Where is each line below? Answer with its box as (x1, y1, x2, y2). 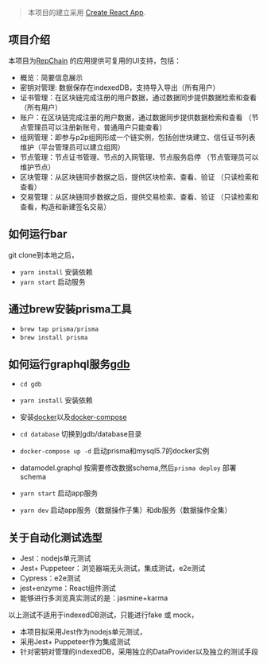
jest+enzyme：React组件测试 (19, 584, 117, 593)
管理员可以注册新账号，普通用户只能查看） (26, 122, 167, 132)
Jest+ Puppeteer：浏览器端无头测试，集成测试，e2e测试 (19, 564, 206, 573)
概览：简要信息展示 (19, 72, 83, 82)
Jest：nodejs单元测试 (19, 553, 91, 563)
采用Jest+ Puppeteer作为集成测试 (19, 637, 131, 647)
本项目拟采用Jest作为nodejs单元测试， (19, 627, 147, 637)
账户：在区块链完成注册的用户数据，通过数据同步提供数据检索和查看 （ (19, 112, 252, 122)
